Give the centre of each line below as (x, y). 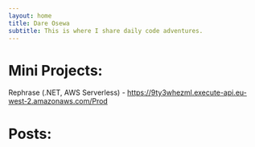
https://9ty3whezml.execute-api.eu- (187, 92)
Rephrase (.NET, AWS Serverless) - (67, 92)
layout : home (30, 16)
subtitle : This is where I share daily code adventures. (106, 31)
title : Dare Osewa (39, 23)
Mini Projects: (56, 70)
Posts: (30, 134)
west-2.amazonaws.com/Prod (58, 101)
